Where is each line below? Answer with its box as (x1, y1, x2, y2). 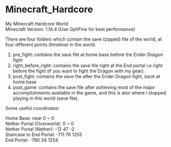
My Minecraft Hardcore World (5, 21, 68, 27)
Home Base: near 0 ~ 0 (5, 115, 55, 121)
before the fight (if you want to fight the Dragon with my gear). (12, 68, 145, 74)
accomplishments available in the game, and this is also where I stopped (12, 89, 166, 96)
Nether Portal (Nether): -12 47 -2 (5, 126, 74, 132)
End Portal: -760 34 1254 (5, 137, 59, 143)
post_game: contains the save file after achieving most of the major (12, 84, 155, 90)
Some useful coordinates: (5, 105, 60, 111)
